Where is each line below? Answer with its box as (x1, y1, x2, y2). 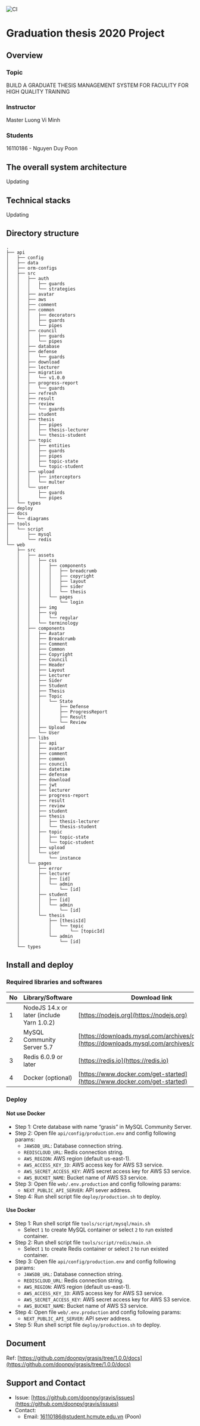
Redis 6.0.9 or (23, 1052, 63, 1061)
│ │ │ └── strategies (6, 286, 76, 292)
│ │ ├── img (17, 604, 58, 610)
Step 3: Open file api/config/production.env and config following (14, 1258, 176, 1265)
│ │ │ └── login (17, 599, 84, 605)
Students (6, 131, 34, 140)
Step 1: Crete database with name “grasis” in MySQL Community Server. (14, 1123, 192, 1130)
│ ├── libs (17, 734, 49, 741)
